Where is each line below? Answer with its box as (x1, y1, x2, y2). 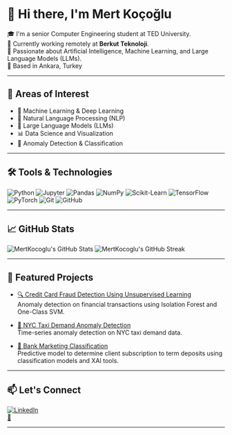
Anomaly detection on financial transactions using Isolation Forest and (17, 301, 217, 309)
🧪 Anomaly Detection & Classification (17, 139, 123, 148)
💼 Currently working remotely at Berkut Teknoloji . (7, 39, 150, 48)
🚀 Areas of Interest (7, 88, 90, 100)
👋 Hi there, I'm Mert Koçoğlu (7, 6, 172, 22)
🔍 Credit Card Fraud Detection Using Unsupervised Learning (17, 290, 191, 299)
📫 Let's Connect (7, 384, 81, 396)
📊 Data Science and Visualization (17, 129, 114, 137)
